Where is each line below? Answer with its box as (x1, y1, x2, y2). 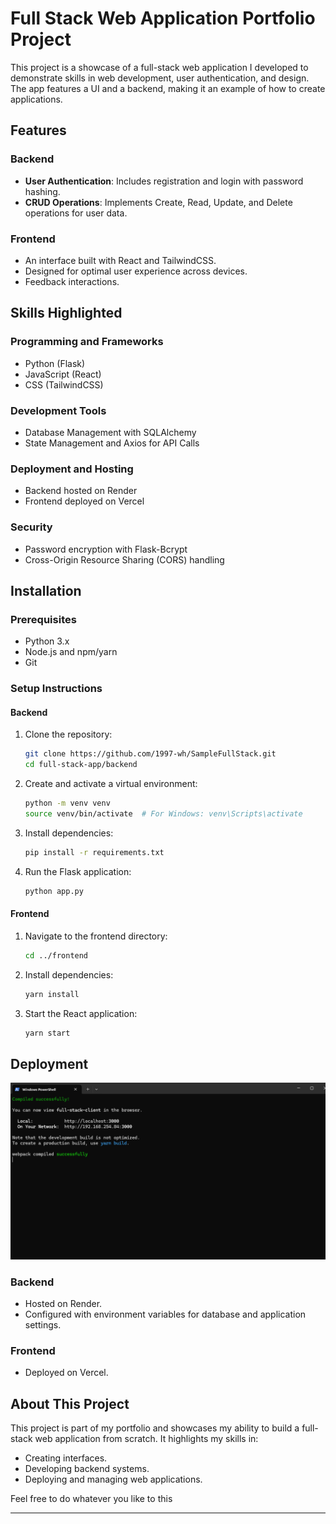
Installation (10, 582, 82, 599)
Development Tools (10, 403, 107, 417)
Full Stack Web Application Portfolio (10, 7, 316, 30)
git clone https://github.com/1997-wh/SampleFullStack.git (24, 749, 277, 759)
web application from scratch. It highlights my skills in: (34, 1433, 259, 1445)
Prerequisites (10, 612, 77, 626)
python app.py (24, 886, 84, 896)
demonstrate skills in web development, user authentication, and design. (10, 72, 310, 84)
